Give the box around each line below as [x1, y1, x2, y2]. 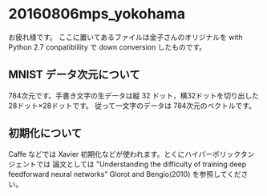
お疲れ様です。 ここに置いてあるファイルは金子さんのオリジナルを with [8, 32, 243, 42]
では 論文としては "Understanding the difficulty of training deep [35, 159, 247, 169]
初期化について [8, 126, 83, 140]
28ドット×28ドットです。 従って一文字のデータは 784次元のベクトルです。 [8, 101, 257, 110]
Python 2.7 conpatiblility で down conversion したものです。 [8, 42, 207, 52]
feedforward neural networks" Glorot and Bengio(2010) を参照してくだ [8, 169, 242, 178]
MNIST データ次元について [8, 68, 140, 82]
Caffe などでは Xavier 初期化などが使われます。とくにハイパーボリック [8, 149, 241, 158]
